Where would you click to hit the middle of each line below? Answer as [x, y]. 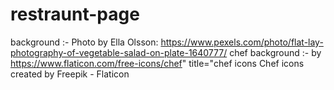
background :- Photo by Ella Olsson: [84, 42]
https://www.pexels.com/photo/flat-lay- [242, 42]
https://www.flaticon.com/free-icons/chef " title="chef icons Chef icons [157, 63]
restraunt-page [75, 14]
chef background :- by [275, 52]
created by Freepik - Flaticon [70, 74]
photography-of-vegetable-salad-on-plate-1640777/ [119, 52]
